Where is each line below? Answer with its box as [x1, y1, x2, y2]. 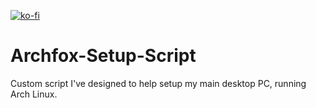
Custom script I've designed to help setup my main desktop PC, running [10, 77, 307, 89]
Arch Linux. [10, 88, 58, 100]
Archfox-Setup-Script [10, 45, 197, 67]
